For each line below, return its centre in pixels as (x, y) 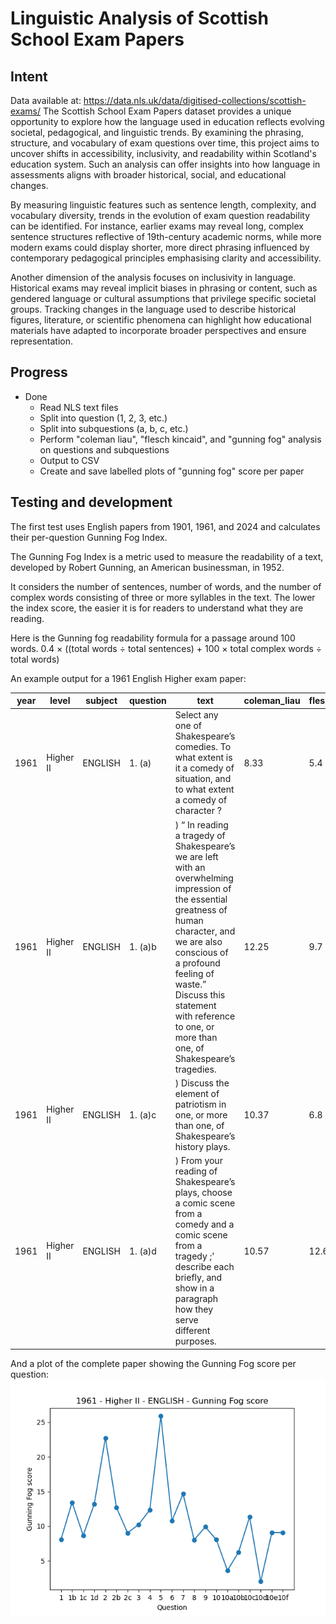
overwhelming (204, 878)
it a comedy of (204, 768)
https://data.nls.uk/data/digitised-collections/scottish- (195, 100)
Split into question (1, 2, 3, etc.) (103, 418)
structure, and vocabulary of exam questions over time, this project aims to (165, 143)
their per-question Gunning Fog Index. (89, 537)
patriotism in (200, 1104)
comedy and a (204, 1224)
